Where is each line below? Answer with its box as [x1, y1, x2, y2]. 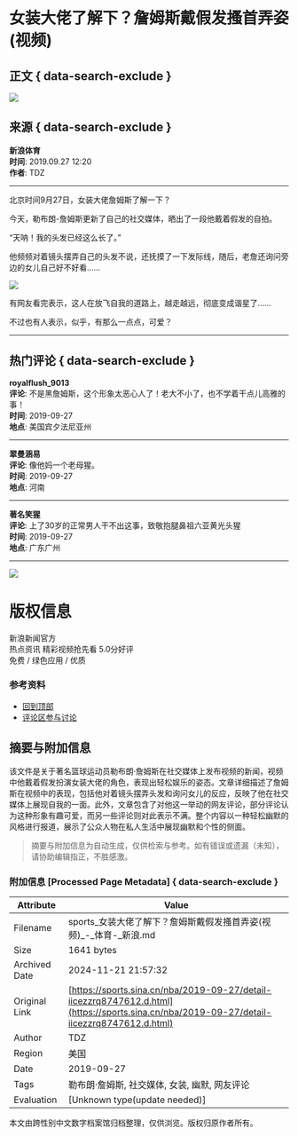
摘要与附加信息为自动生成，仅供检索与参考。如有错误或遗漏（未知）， [30, 840, 284, 850]
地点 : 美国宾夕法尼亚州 [9, 421, 91, 431]
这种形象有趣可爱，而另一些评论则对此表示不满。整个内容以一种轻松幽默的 [16, 809, 289, 821]
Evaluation [13, 1093, 58, 1106]
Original [13, 995, 47, 1007]
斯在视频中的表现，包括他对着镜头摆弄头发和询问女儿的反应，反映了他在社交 [9, 787, 289, 799]
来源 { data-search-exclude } [9, 120, 172, 135]
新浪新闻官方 [9, 632, 56, 643]
